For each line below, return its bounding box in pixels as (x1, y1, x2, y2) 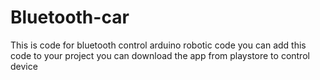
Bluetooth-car (10, 6, 130, 29)
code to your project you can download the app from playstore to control (10, 49, 310, 61)
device (10, 60, 38, 72)
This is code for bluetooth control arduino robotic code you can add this (10, 39, 307, 51)
